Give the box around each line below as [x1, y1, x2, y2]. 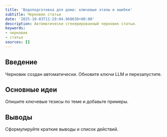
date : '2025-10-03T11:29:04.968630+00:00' [5, 16, 95, 21]
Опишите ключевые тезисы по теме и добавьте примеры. [5, 99, 129, 105]
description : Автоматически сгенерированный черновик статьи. [5, 21, 137, 26]
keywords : [5, 26, 26, 31]
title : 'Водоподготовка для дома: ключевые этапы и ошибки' [5, 7, 133, 12]
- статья [5, 35, 23, 40]
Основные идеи [5, 85, 57, 94]
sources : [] [5, 40, 30, 45]
